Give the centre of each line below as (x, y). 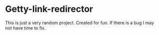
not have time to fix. (26, 28)
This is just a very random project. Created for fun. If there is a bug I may (79, 23)
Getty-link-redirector (49, 9)
